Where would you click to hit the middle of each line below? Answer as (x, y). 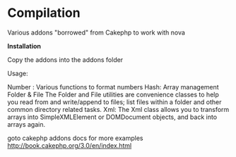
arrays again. (26, 124)
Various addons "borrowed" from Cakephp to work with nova (96, 32)
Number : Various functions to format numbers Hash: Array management (113, 87)
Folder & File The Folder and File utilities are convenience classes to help (113, 94)
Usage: (18, 73)
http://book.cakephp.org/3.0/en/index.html (70, 145)
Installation (24, 46)
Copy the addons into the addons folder (65, 59)
